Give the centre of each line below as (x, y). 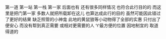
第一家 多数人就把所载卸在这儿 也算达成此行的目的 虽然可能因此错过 (91, 13)
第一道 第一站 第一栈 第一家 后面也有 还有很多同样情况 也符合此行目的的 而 (81, 7)
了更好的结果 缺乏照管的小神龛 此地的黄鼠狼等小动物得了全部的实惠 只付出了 (83, 19)
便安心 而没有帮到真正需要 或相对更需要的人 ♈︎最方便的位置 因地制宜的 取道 (82, 25)
